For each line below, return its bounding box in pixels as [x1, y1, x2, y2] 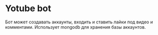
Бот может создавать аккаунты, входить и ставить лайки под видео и [5, 19, 153, 25]
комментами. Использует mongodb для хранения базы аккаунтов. [5, 24, 146, 30]
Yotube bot [5, 3, 52, 14]
